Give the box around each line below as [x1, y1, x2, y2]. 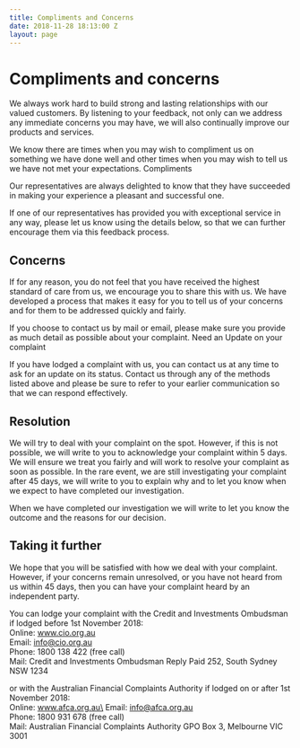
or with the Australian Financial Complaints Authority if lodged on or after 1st [9, 682, 291, 693]
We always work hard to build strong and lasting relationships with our [9, 98, 269, 109]
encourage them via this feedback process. [9, 226, 170, 238]
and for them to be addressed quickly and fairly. [9, 305, 186, 316]
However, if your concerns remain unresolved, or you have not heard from [9, 571, 283, 582]
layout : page [9, 30, 58, 39]
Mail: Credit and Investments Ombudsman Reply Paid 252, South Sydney [9, 656, 278, 666]
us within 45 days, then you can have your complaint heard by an [9, 581, 251, 592]
